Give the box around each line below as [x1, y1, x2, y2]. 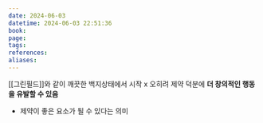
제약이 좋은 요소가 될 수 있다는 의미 [19, 105, 129, 116]
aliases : [8, 57, 37, 65]
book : [8, 26, 26, 34]
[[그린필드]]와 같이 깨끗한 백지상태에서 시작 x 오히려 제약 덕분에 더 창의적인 [8, 79, 241, 89]
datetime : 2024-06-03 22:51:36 [8, 19, 112, 27]
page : [8, 34, 26, 42]
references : [8, 49, 48, 57]
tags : [8, 42, 26, 50]
